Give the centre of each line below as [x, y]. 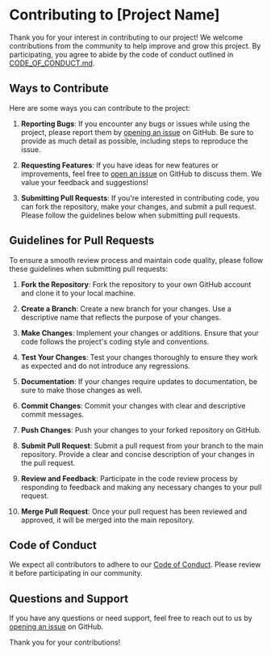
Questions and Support [69, 599]
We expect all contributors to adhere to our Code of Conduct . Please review [135, 564]
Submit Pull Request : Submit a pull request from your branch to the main [142, 446]
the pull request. [48, 463]
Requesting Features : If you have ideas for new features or [119, 165]
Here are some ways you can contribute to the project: [100, 108]
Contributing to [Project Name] [115, 15]
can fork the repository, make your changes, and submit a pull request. [138, 206]
